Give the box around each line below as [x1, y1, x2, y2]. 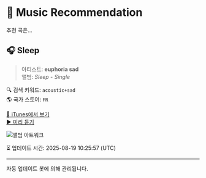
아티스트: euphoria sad [21, 65, 79, 73]
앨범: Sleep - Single [21, 73, 71, 80]
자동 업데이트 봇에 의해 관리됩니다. [6, 165, 88, 172]
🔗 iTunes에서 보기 [6, 110, 50, 118]
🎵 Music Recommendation [6, 6, 143, 20]
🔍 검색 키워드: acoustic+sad [6, 86, 75, 94]
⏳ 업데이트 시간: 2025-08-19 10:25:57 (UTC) [6, 144, 116, 152]
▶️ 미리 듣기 [6, 118, 35, 125]
